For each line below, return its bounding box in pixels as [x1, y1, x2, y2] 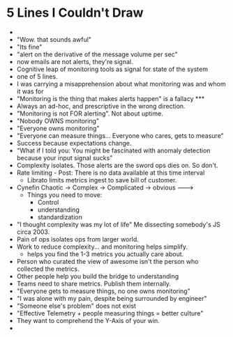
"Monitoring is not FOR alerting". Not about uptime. [16, 109, 163, 118]
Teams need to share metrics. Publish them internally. [16, 279, 172, 288]
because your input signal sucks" [16, 153, 113, 162]
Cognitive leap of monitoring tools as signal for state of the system [16, 65, 209, 73]
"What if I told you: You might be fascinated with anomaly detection [16, 146, 211, 155]
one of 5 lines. [16, 72, 58, 81]
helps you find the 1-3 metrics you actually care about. [27, 249, 184, 258]
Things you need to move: [27, 190, 103, 199]
